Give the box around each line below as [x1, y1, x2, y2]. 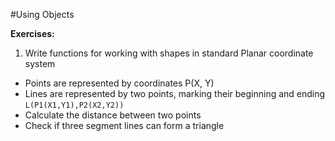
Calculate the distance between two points [24, 109, 202, 121]
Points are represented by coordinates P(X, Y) [24, 77, 215, 89]
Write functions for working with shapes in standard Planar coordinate [24, 47, 314, 59]
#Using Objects [10, 9, 75, 20]
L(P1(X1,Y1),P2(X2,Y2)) [24, 100, 125, 110]
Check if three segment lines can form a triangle [24, 120, 225, 131]
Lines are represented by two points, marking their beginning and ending [24, 88, 326, 99]
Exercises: [10, 28, 55, 39]
